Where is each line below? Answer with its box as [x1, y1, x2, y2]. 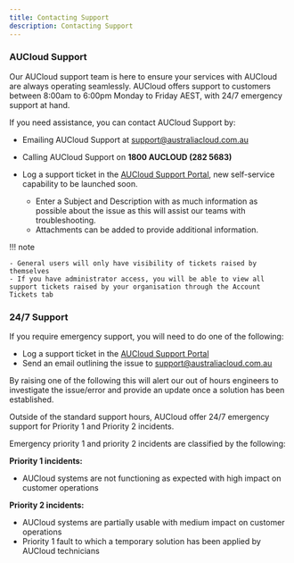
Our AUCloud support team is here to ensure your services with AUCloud [9, 71, 278, 81]
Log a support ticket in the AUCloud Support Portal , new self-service [21, 169, 275, 180]
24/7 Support [9, 310, 69, 323]
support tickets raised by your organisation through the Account [9, 282, 261, 291]
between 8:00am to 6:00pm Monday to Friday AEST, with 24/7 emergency [9, 90, 283, 101]
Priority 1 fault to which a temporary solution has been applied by [21, 536, 261, 547]
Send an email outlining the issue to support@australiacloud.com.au [21, 358, 273, 369]
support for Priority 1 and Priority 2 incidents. [9, 421, 175, 432]
